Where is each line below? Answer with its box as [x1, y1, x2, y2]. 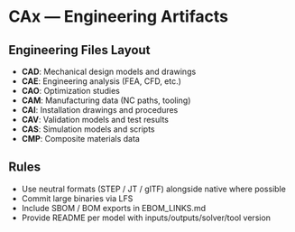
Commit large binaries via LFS [21, 192, 134, 204]
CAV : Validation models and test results [21, 115, 169, 125]
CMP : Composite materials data [21, 134, 141, 144]
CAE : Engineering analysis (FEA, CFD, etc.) [21, 76, 182, 87]
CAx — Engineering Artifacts [8, 6, 229, 27]
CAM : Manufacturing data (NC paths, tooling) [21, 95, 191, 106]
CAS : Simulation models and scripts [21, 124, 155, 135]
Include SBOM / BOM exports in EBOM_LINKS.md [21, 202, 207, 213]
